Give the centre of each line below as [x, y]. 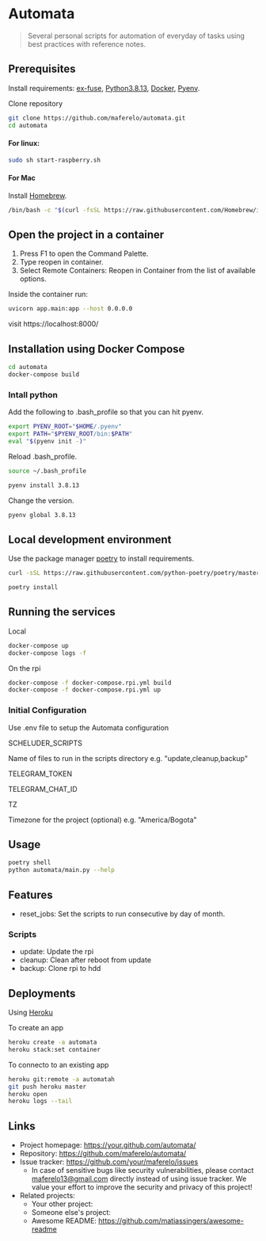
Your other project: [62, 1204]
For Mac [22, 178]
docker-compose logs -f [47, 653]
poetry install [33, 588]
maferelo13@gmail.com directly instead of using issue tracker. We [139, 1179]
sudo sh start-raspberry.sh [55, 160]
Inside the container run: [48, 295]
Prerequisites [42, 69]
